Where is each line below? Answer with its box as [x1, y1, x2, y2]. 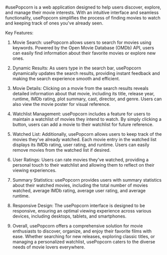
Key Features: [5, 30, 33, 35]
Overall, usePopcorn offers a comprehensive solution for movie [12, 223, 143, 229]
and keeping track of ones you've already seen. [5, 20, 103, 26]
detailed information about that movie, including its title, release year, [12, 91, 155, 96]
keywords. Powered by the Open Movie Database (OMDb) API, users [12, 45, 154, 50]
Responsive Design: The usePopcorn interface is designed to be [12, 203, 145, 209]
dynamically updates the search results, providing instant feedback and [12, 70, 160, 76]
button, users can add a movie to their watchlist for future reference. [12, 122, 154, 127]
